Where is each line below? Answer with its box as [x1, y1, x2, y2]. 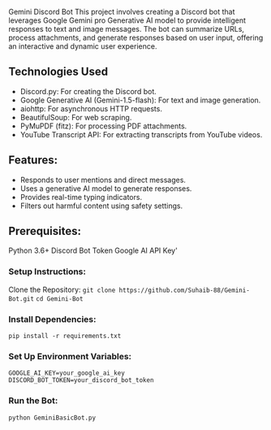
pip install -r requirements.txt [8, 332, 122, 341]
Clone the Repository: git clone [8, 284, 116, 294]
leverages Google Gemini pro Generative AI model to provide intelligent [8, 15, 246, 25]
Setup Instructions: [8, 266, 87, 277]
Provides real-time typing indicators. [19, 192, 143, 202]
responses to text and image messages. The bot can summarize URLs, [8, 24, 245, 33]
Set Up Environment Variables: [8, 350, 132, 362]
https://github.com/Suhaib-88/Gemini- [118, 286, 250, 294]
